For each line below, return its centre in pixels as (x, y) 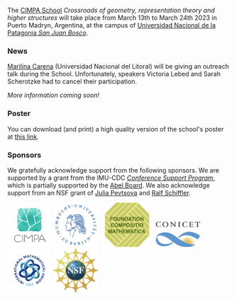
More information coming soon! (54, 96)
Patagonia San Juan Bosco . (48, 33)
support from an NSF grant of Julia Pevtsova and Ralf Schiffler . (99, 192)
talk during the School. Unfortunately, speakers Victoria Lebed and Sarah (114, 74)
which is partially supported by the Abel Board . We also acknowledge (109, 185)
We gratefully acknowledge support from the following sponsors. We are (113, 170)
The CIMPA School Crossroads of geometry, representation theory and (111, 10)
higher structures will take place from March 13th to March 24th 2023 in (112, 18)
